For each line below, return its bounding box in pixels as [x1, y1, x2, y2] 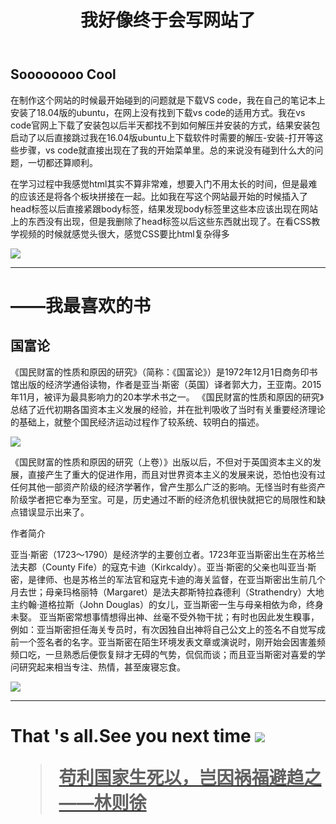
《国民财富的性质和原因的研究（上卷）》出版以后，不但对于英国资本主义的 [10, 456, 313, 468]
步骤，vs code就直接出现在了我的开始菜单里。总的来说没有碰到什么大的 [18, 144, 315, 156]
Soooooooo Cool [10, 66, 117, 83]
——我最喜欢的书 [10, 294, 152, 317]
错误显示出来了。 [18, 506, 90, 518]
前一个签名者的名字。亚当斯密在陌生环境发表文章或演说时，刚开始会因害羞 [10, 636, 317, 648]
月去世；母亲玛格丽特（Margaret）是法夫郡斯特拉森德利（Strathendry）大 [10, 586, 316, 598]
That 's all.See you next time [10, 724, 252, 747]
